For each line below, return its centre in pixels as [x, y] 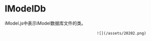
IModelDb [25, 9]
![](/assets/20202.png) [121, 33]
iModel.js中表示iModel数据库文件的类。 [45, 23]
